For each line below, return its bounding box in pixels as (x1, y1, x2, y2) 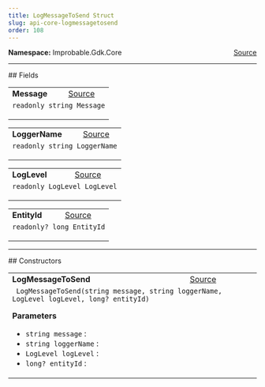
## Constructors (8, 256, 62, 265)
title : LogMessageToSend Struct (8, 11, 114, 20)
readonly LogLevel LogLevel (12, 182, 118, 191)
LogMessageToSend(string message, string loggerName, (16, 287, 222, 296)
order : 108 (8, 26, 44, 34)
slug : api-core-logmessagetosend (8, 19, 118, 27)
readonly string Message (12, 101, 106, 111)
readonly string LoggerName (12, 141, 118, 151)
